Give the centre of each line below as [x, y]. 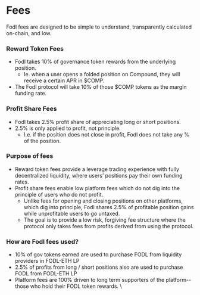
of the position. [42, 141]
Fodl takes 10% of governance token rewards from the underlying [95, 62]
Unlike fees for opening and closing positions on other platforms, [103, 201]
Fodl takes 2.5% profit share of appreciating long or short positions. [98, 122]
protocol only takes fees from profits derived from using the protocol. [109, 226]
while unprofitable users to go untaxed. [72, 213]
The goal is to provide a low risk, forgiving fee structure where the [104, 220]
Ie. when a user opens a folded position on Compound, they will [102, 74]
